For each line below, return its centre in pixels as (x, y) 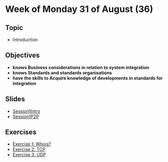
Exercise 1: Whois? (32, 144)
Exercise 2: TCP (29, 149)
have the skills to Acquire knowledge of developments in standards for (88, 78)
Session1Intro (26, 111)
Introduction (25, 39)
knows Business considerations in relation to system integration (81, 67)
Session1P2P (26, 116)
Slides (15, 99)
